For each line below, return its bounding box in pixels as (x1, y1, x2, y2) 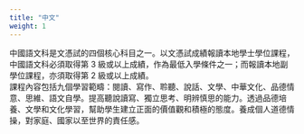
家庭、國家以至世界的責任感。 (33, 114, 145, 126)
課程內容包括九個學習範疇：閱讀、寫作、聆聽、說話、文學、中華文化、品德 (9, 81, 287, 92)
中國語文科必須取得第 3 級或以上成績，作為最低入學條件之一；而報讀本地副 (9, 58, 289, 69)
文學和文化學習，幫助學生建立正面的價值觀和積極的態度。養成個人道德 (24, 103, 287, 114)
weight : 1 (9, 22, 47, 31)
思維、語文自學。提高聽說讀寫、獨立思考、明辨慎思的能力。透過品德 (24, 92, 279, 103)
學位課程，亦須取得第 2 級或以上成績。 (9, 69, 154, 81)
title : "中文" (9, 13, 61, 22)
